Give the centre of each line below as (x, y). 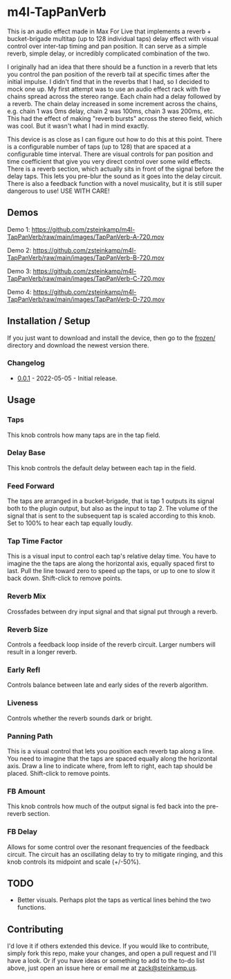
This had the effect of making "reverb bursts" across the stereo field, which (115, 118)
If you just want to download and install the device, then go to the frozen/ (111, 338)
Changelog (26, 363)
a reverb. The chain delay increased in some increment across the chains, (112, 103)
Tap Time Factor (35, 541)
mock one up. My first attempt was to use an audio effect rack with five (109, 89)
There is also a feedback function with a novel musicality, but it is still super (115, 183)
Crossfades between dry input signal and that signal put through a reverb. (112, 611)
